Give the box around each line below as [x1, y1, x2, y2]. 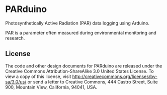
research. [5, 35, 25, 41]
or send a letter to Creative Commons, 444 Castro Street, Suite [27, 78, 158, 84]
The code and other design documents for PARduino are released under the [5, 62, 162, 68]
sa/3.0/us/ [5, 78, 27, 84]
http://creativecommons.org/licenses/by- [72, 73, 157, 79]
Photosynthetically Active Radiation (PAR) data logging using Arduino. [5, 20, 150, 26]
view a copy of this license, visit [5, 73, 71, 79]
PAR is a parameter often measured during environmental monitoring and [5, 29, 157, 35]
